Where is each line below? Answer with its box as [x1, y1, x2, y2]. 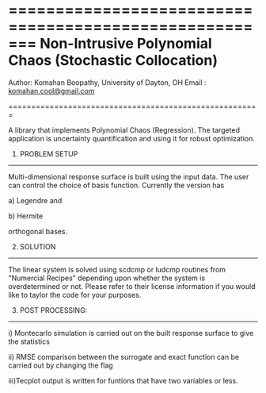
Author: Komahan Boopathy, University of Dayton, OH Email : [8, 77, 207, 87]
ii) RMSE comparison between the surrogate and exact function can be [8, 352, 240, 361]
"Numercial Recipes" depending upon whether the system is [8, 273, 206, 283]
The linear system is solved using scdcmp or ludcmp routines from [8, 264, 226, 274]
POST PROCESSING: [19, 305, 88, 314]
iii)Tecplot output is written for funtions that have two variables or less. [8, 376, 239, 385]
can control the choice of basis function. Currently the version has [8, 180, 225, 190]
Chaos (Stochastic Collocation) [8, 52, 218, 70]
